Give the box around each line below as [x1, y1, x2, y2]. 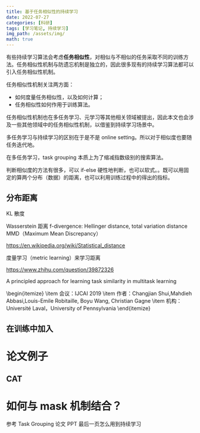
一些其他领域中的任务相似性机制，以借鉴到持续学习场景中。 [11, 121, 158, 128]
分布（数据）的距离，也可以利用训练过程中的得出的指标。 [32, 174, 173, 181]
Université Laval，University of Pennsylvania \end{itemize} [6, 305, 151, 312]
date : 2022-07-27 [6, 14, 49, 20]
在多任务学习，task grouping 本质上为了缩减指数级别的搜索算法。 [6, 154, 167, 161]
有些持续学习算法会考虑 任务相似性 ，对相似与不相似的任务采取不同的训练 [6, 54, 183, 60]
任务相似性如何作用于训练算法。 [14, 101, 93, 108]
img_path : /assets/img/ [6, 31, 65, 37]
